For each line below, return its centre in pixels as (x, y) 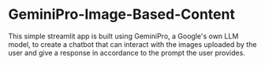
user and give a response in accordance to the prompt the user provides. (127, 52)
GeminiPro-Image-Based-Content (121, 14)
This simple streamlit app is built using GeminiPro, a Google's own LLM (123, 36)
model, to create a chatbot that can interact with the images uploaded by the (132, 44)
